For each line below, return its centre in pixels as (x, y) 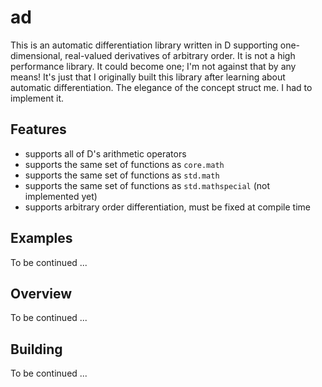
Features (38, 129)
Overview (41, 293)
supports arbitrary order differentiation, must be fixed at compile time (167, 207)
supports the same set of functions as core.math (124, 164)
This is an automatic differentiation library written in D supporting (144, 45)
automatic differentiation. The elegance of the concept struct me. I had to (161, 87)
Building (36, 349)
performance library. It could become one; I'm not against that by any (153, 66)
